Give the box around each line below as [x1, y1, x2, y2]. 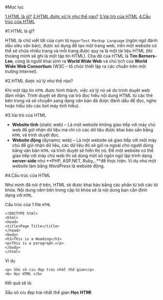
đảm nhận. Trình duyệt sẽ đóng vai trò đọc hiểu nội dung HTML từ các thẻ [5, 92, 153, 98]
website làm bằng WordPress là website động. [12, 163, 105, 169]
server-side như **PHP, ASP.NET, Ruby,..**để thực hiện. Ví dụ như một [12, 158, 156, 163]
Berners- [138, 53, 157, 59]
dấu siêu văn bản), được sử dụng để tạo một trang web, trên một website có [5, 43, 157, 48]
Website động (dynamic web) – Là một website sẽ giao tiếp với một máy [12, 137, 157, 143]
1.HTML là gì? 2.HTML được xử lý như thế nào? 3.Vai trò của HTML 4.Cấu [5, 14, 151, 19]
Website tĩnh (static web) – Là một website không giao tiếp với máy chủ [12, 122, 156, 127]
